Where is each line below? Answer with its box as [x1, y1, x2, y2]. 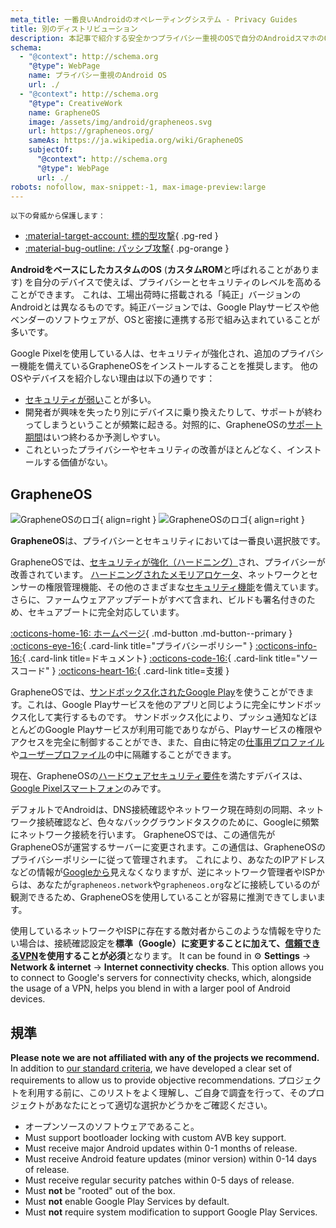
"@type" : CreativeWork [28, 98, 123, 108]
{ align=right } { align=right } [99, 514, 306, 526]
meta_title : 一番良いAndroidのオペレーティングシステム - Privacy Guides [10, 14, 298, 25]
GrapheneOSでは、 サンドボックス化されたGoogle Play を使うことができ [10, 686, 306, 698]
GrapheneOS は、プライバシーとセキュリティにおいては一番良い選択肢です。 [10, 535, 326, 547]
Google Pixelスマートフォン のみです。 [10, 782, 167, 795]
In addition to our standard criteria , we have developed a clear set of [10, 1062, 293, 1074]
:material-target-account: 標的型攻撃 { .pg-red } [24, 230, 219, 242]
